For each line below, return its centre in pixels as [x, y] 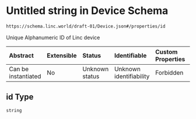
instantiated [25, 76]
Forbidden [169, 72]
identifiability [132, 76]
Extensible [62, 55]
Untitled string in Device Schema [87, 11]
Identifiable [130, 55]
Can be [19, 69]
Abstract [21, 55]
